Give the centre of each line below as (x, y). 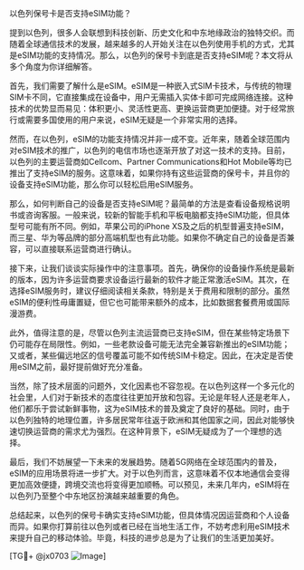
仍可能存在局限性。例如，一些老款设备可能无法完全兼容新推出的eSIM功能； (150, 344)
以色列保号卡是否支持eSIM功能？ (71, 13)
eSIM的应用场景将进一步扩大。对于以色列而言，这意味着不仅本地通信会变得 (150, 473)
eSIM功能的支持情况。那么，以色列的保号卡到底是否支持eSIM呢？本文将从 (155, 55)
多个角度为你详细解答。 (53, 67)
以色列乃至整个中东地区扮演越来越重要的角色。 (96, 496)
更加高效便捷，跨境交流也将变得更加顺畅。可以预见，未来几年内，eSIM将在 (150, 484)
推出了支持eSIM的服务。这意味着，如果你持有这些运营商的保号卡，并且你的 (150, 173)
